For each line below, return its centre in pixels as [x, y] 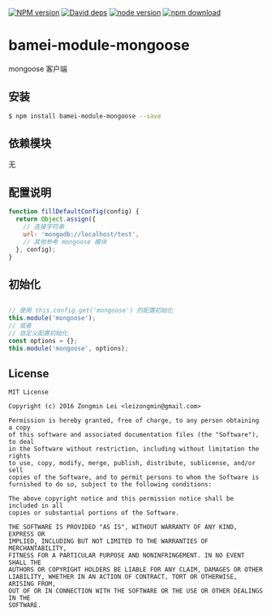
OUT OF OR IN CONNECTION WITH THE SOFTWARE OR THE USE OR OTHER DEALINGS [136, 591]
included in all [36, 506]
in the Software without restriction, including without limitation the [134, 449]
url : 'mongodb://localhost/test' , [81, 234]
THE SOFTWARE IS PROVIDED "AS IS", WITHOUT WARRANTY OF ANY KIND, [123, 528]
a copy [19, 428]
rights [19, 456]
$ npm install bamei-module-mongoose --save [85, 116]
